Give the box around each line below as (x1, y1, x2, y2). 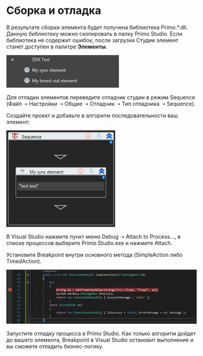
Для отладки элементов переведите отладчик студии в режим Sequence (6, 93, 195, 101)
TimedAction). (6, 257, 42, 265)
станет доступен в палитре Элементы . (6, 43, 108, 50)
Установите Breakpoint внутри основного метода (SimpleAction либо (6, 251, 183, 258)
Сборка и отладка (6, 4, 101, 18)
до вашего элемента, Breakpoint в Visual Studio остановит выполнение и (6, 336, 194, 343)
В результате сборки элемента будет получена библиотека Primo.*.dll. (6, 24, 188, 31)
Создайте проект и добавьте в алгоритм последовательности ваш (6, 111, 178, 119)
